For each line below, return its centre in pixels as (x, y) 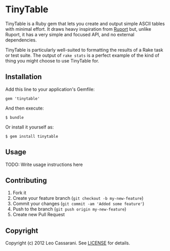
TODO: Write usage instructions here (44, 164)
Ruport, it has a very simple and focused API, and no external (70, 34)
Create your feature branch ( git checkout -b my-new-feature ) (78, 198)
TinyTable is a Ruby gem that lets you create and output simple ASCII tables (85, 24)
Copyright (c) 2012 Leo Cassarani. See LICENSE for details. (68, 243)
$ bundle (15, 117)
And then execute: (25, 108)
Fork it (19, 193)
